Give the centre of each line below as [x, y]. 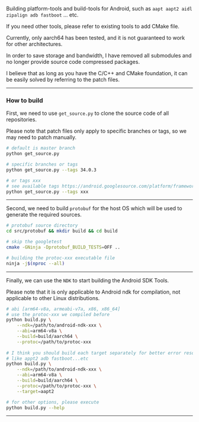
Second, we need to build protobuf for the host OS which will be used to [94, 208]
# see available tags [33, 186]
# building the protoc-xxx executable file [61, 258]
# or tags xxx [24, 181]
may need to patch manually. [41, 137]
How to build [25, 100]
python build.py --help [36, 408]
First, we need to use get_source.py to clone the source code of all [88, 113]
